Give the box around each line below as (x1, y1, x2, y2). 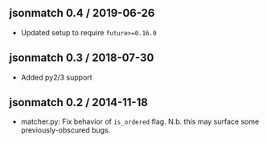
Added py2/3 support (20, 72, 92, 82)
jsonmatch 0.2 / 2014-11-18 (9, 96, 148, 109)
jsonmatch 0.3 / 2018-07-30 (9, 51, 154, 65)
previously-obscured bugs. (20, 125, 111, 135)
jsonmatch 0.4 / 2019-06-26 (9, 6, 155, 20)
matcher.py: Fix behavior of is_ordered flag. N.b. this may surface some (20, 116, 260, 127)
